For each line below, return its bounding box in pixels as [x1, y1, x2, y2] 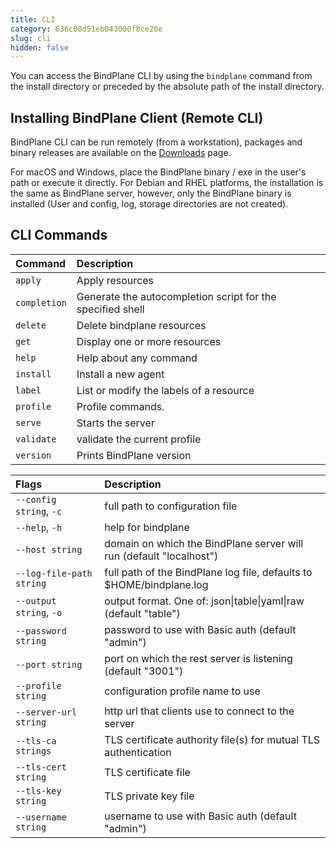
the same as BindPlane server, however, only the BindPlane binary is [10, 187, 292, 200]
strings [15, 745, 52, 756]
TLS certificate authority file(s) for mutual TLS [104, 732, 321, 746]
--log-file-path [15, 567, 93, 579]
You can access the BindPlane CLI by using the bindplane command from [10, 70, 313, 82]
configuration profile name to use [104, 684, 261, 698]
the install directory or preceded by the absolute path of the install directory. [10, 81, 325, 93]
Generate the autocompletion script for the [76, 289, 277, 303]
